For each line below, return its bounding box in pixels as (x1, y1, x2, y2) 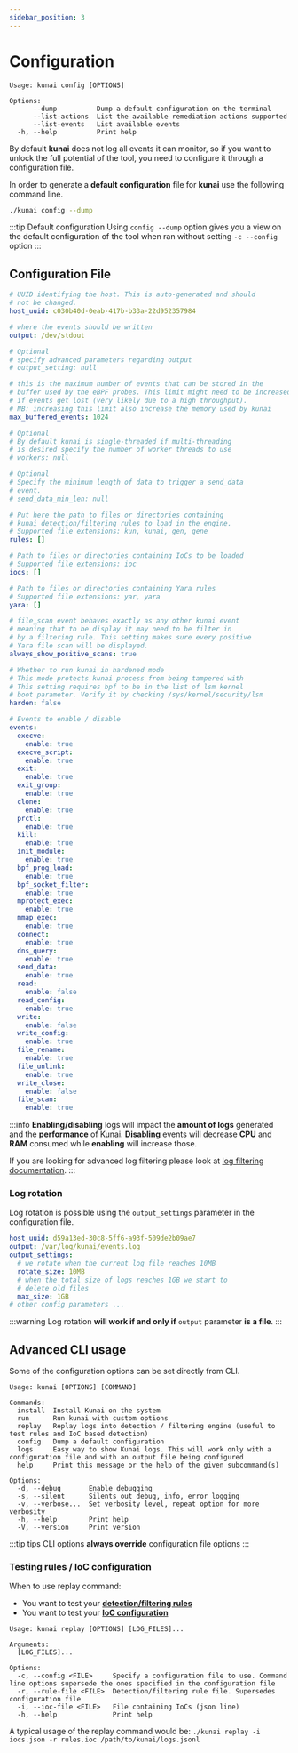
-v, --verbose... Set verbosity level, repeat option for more (17, 1500, 260, 1508)
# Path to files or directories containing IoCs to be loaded (9, 551, 244, 560)
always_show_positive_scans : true (9, 649, 137, 658)
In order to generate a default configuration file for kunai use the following (9, 179, 285, 189)
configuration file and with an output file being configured (9, 1453, 244, 1462)
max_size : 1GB (17, 1291, 69, 1301)
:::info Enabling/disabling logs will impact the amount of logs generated (9, 1120, 274, 1130)
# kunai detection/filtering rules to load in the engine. (9, 519, 232, 527)
